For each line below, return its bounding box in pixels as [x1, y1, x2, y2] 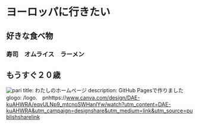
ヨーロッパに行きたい [6, 5, 111, 19]
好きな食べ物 [6, 31, 53, 41]
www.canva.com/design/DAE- [66, 94, 140, 101]
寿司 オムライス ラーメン [6, 50, 85, 58]
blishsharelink [6, 114, 40, 121]
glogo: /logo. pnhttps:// [6, 94, 67, 101]
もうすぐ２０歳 [6, 70, 61, 80]
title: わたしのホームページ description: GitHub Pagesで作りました [23, 87, 184, 94]
